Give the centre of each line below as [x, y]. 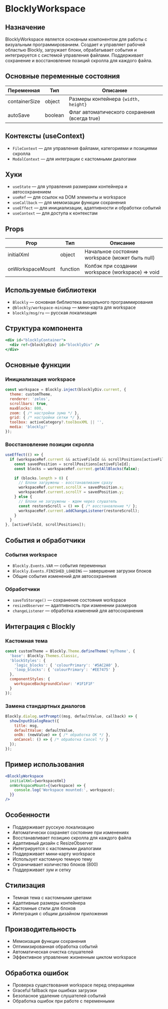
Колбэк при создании [111, 266]
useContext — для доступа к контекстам [55, 213]
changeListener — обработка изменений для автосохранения [78, 611]
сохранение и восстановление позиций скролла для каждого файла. [79, 60]
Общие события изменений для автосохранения [64, 576]
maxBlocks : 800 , [26, 408]
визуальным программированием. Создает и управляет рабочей [75, 45]
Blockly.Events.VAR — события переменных [59, 565]
